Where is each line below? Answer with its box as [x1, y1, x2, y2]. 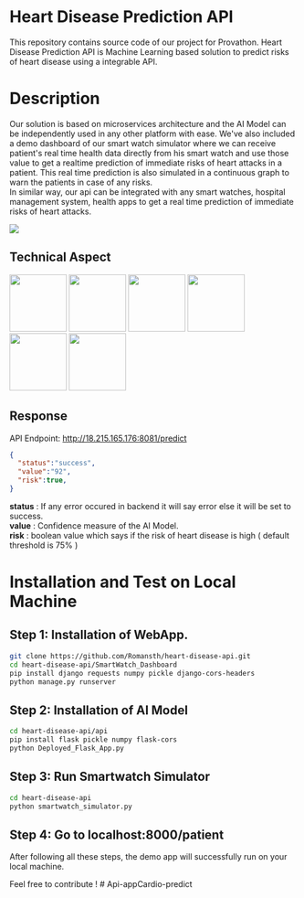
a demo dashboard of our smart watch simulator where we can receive [9, 137, 277, 148]
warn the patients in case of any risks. [9, 176, 153, 187]
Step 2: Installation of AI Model [9, 702, 189, 718]
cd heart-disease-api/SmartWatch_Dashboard [9, 660, 178, 669]
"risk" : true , [17, 476, 68, 486]
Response [9, 409, 68, 424]
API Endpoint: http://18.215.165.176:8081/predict [9, 433, 187, 444]
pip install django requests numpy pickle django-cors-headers [9, 668, 256, 678]
